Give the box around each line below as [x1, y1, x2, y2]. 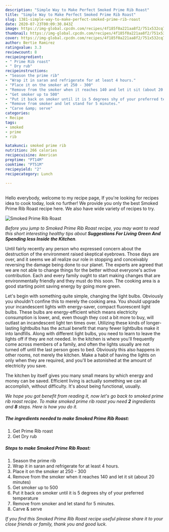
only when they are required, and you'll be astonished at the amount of [5, 357, 152, 363]
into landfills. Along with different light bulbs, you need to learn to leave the [5, 331, 161, 337]
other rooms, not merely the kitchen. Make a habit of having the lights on [5, 352, 156, 358]
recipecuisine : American [5, 152, 57, 158]
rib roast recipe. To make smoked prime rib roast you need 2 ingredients [5, 398, 156, 404]
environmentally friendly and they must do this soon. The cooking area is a [5, 278, 160, 284]
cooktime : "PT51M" [5, 162, 44, 167]
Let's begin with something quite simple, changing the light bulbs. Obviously [5, 293, 163, 299]
